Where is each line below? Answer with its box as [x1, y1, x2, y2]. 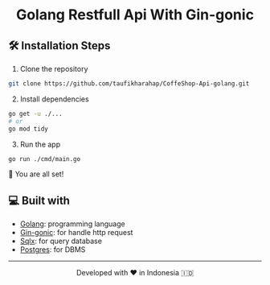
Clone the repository [19, 64, 88, 73]
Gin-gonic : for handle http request [19, 228, 133, 237]
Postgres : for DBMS [19, 245, 86, 254]
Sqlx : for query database [19, 236, 103, 246]
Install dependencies [19, 94, 90, 104]
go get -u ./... [8, 109, 63, 118]
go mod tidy [8, 125, 48, 133]
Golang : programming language [19, 219, 126, 229]
